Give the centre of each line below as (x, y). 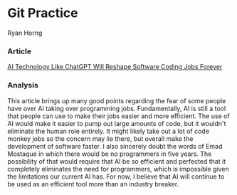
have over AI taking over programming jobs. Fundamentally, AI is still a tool (117, 108)
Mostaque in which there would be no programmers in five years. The (110, 154)
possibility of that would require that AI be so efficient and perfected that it (117, 161)
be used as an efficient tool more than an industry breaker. (93, 184)
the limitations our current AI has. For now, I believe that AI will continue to (116, 176)
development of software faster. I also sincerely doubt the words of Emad (115, 146)
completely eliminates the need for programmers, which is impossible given (118, 169)
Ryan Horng (25, 33)
